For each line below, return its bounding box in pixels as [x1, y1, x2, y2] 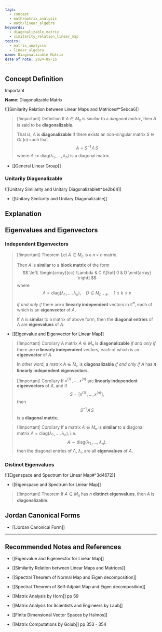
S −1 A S [80, 406, 94, 413]
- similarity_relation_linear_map [9, 34, 79, 39]
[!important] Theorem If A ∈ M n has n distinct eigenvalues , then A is [16, 491, 155, 498]
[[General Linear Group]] [12, 163, 61, 169]
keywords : [5, 25, 25, 30]
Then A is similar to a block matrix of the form [16, 262, 110, 268]
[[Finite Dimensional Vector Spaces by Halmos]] [12, 612, 108, 618]
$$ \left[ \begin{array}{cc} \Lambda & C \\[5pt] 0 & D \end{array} [22, 270, 152, 275]
